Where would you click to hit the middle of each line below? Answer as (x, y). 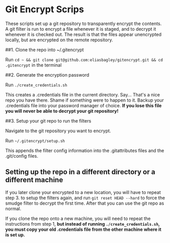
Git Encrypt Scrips (45, 9)
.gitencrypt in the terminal (34, 65)
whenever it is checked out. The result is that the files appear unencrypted (83, 34)
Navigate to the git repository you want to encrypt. (58, 131)
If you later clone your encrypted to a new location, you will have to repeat (83, 192)
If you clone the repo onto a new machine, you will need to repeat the (78, 218)
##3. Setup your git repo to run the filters (48, 120)
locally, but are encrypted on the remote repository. (59, 40)
